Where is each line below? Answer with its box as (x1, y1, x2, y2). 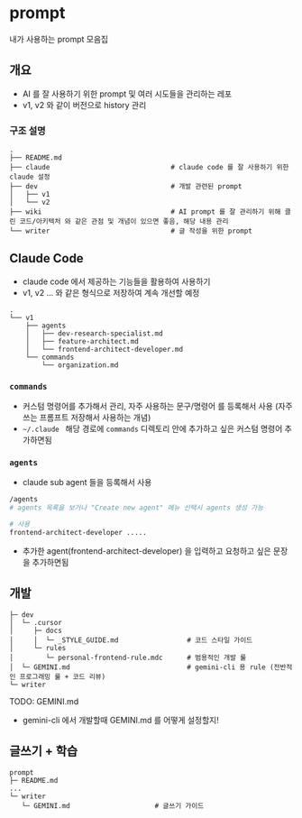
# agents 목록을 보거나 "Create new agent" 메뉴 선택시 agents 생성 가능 (9, 503, 264, 512)
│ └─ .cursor (9, 618, 63, 627)
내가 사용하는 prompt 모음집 (9, 33, 109, 44)
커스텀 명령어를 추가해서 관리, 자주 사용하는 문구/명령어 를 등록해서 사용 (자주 (22, 400, 293, 412)
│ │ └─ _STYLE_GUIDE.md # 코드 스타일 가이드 (9, 635, 253, 645)
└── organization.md (41, 360, 119, 370)
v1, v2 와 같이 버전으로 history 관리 (22, 99, 147, 110)
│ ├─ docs (9, 626, 63, 635)
